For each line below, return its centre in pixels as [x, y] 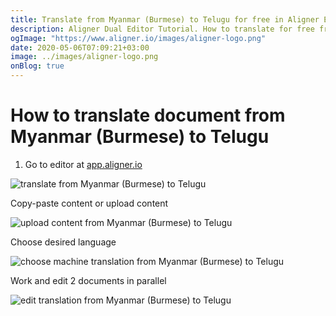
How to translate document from [148, 115]
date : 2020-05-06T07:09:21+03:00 [80, 47]
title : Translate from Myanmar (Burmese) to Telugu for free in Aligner [165, 19]
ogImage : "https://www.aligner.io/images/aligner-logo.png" [138, 38]
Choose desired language [63, 242]
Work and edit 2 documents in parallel [88, 280]
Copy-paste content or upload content [89, 203]
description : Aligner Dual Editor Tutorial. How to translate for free [162, 29]
